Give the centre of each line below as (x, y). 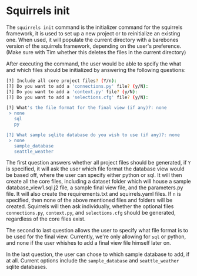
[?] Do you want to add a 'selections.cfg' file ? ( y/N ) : (77, 97)
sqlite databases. (27, 267)
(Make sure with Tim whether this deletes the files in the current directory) (96, 52)
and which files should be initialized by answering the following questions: (96, 70)
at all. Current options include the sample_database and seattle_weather (93, 261)
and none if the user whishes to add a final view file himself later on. (89, 243)
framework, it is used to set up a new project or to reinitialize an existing (93, 33)
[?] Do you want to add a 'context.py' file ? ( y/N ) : (72, 92)
